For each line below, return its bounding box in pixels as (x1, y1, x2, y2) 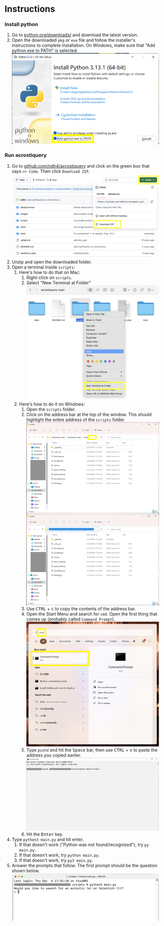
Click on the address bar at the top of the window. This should (26, 412, 152, 418)
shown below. (11, 868, 40, 874)
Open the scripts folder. (26, 406, 76, 412)
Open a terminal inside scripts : (11, 264, 75, 270)
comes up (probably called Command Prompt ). (26, 616, 116, 622)
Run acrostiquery (4, 152, 47, 159)
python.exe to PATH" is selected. (11, 48, 78, 53)
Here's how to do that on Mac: (19, 270, 80, 275)
